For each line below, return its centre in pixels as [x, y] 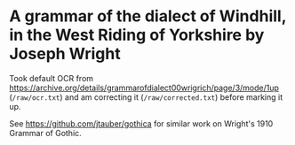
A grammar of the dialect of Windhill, [148, 16]
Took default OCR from [52, 78]
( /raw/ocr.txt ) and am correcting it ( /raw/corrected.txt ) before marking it [146, 97]
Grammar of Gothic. [45, 133]
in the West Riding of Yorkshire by [137, 35]
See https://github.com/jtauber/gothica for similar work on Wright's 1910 [141, 123]
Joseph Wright [65, 54]
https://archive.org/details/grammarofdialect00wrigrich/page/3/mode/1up [144, 88]
